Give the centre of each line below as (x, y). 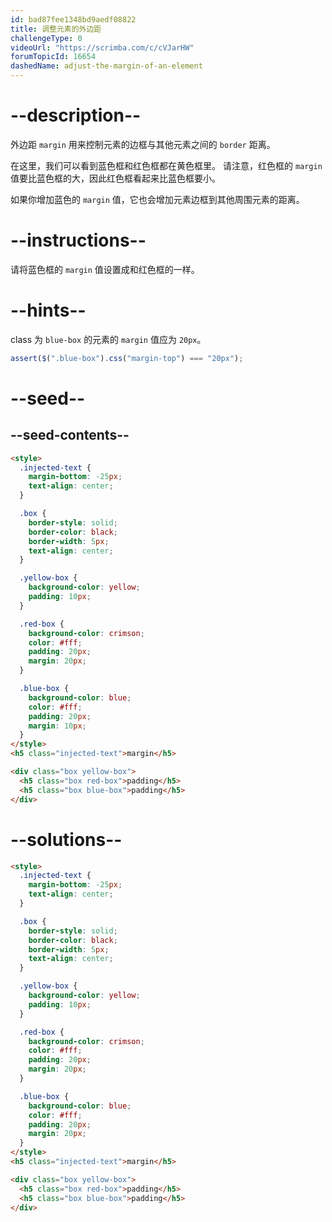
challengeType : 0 (46, 38)
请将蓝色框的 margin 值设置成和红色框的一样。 (105, 269)
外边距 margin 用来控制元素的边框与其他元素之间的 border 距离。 (143, 144)
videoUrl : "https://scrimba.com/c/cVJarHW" (102, 47)
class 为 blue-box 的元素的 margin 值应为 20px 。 (108, 339)
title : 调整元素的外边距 (56, 29)
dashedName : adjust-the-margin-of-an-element (106, 66)
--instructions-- (78, 240)
